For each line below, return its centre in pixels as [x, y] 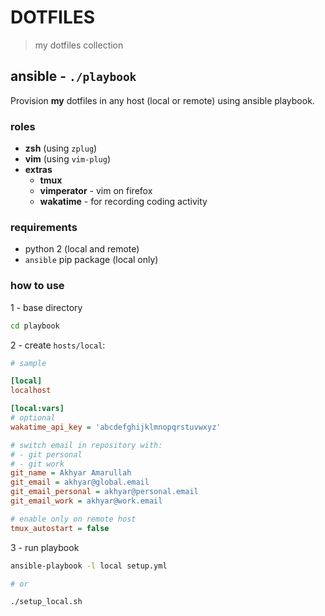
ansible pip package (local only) [91, 260]
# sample [28, 363]
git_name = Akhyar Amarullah [71, 473]
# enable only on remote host [73, 519]
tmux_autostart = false [60, 528]
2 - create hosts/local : [58, 345]
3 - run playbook [45, 547]
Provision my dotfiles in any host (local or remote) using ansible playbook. [162, 100]
